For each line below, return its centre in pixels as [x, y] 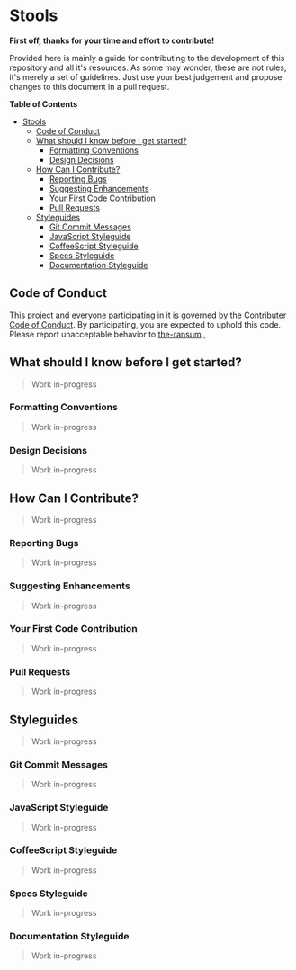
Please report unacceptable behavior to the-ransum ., [108, 334]
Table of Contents [44, 103]
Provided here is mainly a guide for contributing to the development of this [147, 58]
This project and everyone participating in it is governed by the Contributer [148, 315]
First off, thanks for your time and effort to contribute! [112, 40]
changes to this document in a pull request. [90, 86]
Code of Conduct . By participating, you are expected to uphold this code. [145, 324]
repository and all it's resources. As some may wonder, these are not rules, [148, 67]
